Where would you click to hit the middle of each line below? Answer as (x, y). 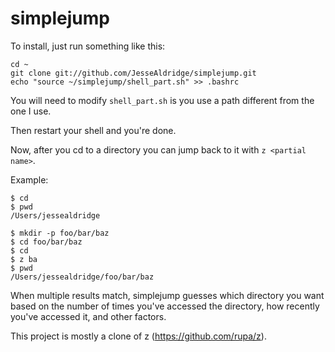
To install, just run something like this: (88, 46)
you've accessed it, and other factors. (88, 316)
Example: (29, 179)
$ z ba (24, 259)
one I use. (31, 111)
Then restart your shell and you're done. (93, 130)
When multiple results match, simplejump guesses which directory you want (167, 295)
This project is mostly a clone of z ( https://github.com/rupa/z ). (138, 336)
